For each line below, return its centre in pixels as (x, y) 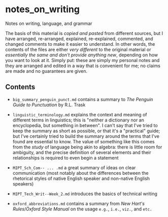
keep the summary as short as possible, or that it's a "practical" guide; (86, 131)
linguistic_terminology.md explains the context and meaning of (80, 114)
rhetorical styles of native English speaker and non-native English (81, 178)
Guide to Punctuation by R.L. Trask (49, 105)
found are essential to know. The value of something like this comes (83, 141)
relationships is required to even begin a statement (65, 158)
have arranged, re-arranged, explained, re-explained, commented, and (79, 39)
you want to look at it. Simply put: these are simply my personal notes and (82, 60)
